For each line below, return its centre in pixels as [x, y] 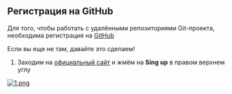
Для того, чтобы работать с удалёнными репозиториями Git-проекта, [111, 28]
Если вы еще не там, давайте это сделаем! [71, 48]
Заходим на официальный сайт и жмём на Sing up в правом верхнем [121, 62]
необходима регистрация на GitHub [61, 35]
